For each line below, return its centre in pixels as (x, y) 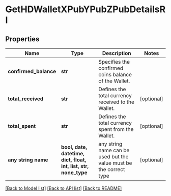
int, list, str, (75, 166)
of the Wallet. (114, 81)
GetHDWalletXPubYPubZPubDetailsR (85, 9)
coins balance (115, 75)
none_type (74, 173)
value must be (115, 163)
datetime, (73, 153)
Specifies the (114, 62)
